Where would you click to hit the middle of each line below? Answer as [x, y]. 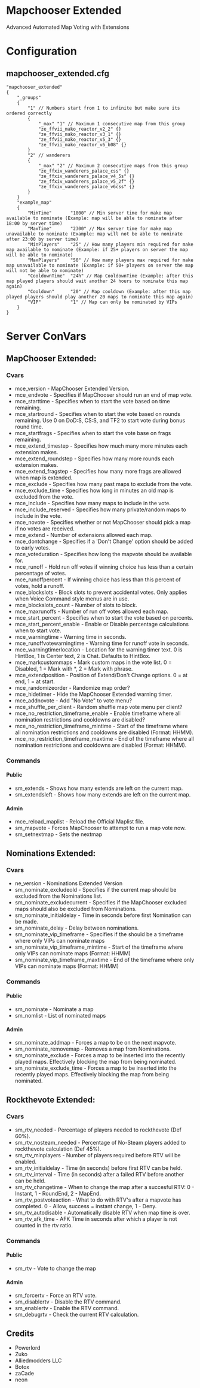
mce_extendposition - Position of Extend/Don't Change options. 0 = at [101, 675]
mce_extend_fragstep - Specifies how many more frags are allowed [98, 471]
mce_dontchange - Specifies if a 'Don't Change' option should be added [104, 541]
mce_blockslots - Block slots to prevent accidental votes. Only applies [101, 592]
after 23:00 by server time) [42, 239]
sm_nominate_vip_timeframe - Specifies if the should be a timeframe [99, 934]
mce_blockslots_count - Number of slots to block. [76, 605]
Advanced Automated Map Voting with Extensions [68, 27]
